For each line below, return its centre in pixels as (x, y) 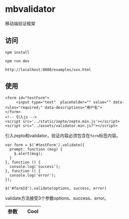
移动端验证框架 (20, 23)
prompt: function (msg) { (36, 149)
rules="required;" (24, 108)
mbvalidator (30, 9)
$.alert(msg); (28, 154)
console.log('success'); (35, 166)
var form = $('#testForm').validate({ (45, 145)
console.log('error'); (33, 175)
